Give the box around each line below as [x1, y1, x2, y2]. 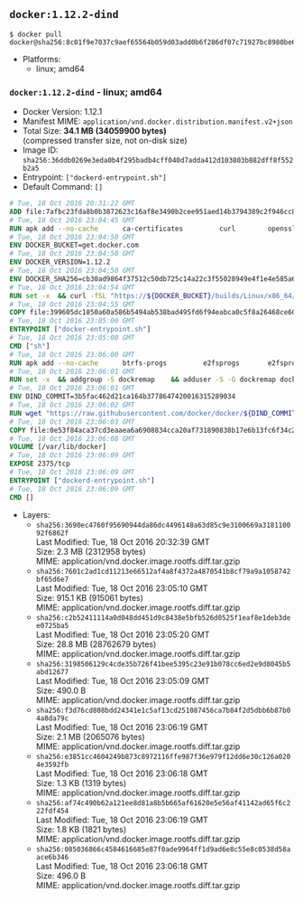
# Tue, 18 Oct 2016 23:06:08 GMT [9, 434, 135, 443]
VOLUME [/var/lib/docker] [9, 443, 106, 452]
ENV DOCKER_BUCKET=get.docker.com [9, 240, 140, 250]
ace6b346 [35, 852, 69, 862]
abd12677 [35, 667, 69, 677]
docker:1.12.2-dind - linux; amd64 [9, 86, 162, 98]
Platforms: [22, 53, 61, 64]
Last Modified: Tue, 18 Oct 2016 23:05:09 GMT [35, 675, 210, 686]
